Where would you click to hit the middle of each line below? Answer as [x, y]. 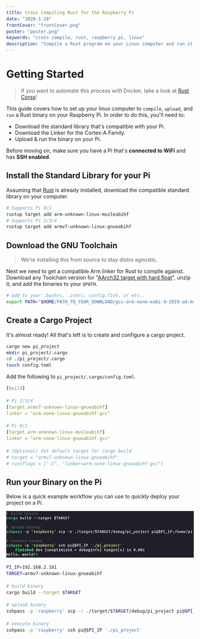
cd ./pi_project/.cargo [36, 359]
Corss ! [29, 97]
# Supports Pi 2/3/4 [32, 220]
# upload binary [26, 605]
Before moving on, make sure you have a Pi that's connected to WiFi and [96, 150]
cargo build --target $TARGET [44, 593]
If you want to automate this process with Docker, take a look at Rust [105, 91]
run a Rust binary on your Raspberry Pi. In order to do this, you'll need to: [96, 115]
